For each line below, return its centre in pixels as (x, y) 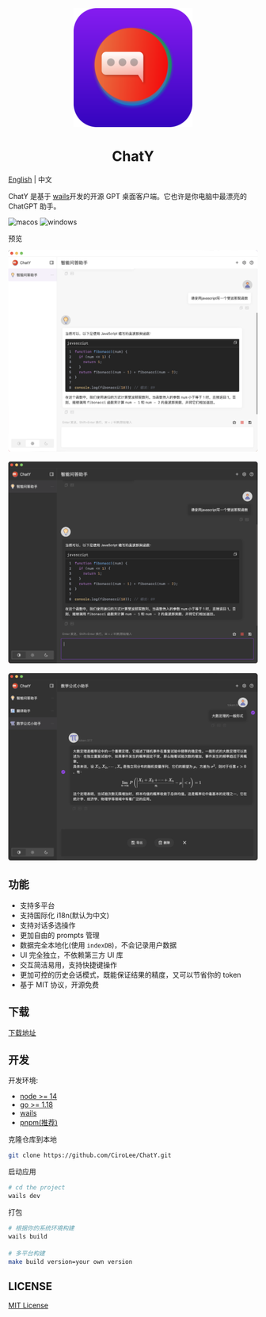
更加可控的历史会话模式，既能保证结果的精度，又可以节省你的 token (130, 974)
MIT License (28, 1306)
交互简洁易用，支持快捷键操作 (68, 965)
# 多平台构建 (27, 1253)
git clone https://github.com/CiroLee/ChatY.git (90, 1156)
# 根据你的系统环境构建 (42, 1228)
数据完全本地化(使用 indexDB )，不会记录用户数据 (98, 945)
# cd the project (37, 1188)
